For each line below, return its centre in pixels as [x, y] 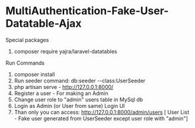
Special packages [27, 40]
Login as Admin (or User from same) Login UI [69, 105]
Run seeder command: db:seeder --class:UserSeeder [80, 81]
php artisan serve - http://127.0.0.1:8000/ [64, 87]
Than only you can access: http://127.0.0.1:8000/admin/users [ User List [102, 112]
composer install [34, 74]
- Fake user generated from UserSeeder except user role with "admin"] [101, 118]
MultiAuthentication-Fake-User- [87, 11]
